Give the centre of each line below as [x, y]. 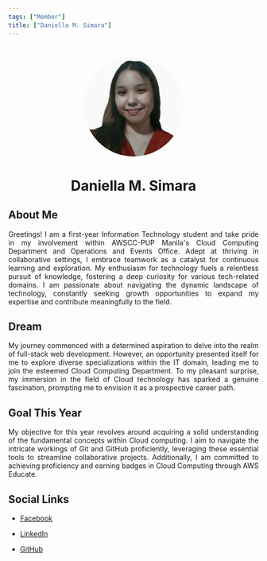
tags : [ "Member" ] [37, 17]
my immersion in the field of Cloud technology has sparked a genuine [133, 379]
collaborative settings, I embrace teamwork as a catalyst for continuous [133, 259]
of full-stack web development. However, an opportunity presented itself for [133, 354]
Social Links [39, 499]
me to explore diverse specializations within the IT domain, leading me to [133, 362]
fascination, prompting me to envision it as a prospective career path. [122, 388]
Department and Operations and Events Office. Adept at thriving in [133, 251]
